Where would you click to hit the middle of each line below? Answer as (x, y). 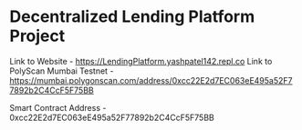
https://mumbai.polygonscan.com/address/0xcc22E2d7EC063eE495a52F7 (151, 80)
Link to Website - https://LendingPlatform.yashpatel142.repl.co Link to (141, 61)
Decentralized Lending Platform (132, 17)
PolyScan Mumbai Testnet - (62, 71)
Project (37, 36)
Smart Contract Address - (58, 107)
